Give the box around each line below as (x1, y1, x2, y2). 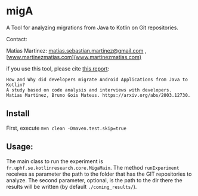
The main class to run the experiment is (6, 157, 103, 165)
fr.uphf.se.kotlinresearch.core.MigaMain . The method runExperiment (6, 164, 180, 171)
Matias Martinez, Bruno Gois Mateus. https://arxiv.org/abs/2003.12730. (6, 92, 191, 98)
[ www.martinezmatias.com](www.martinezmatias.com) (6, 53, 142, 60)
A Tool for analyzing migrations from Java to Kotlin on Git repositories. (6, 24, 179, 31)
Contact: (6, 35, 28, 42)
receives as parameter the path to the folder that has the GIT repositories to (6, 170, 192, 177)
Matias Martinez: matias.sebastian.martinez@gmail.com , (6, 47, 147, 54)
